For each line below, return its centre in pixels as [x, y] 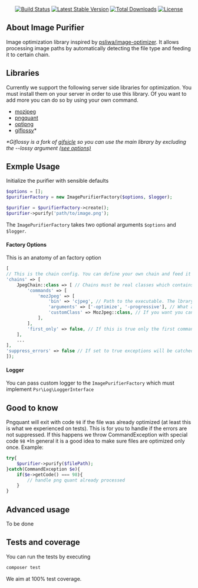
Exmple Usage [33, 167]
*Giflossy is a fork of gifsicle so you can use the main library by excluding [96, 141]
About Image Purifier [45, 28]
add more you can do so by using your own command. [72, 100]
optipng [24, 124]
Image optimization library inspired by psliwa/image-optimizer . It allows [93, 42]
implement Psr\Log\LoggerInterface [50, 389]
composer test [24, 567]
